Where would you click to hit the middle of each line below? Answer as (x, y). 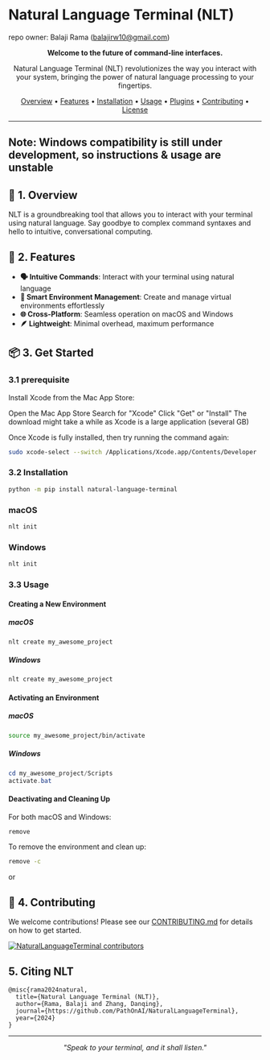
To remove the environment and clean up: (78, 847)
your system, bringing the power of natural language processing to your (135, 77)
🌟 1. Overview (43, 195)
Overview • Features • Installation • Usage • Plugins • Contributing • (135, 101)
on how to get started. (45, 930)
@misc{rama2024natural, (48, 990)
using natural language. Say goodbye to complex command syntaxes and (130, 223)
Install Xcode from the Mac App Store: (72, 397)
